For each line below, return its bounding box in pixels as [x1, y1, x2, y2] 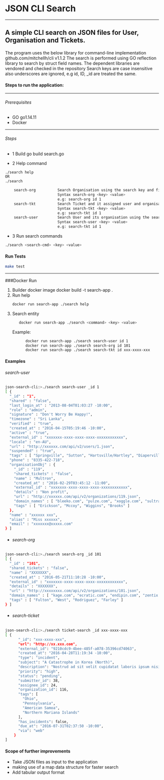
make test [5, 264, 25, 269]
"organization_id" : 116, [18, 687, 69, 692]
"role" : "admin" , [9, 407, 47, 412]
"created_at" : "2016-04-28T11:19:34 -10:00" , [18, 651, 112, 656]
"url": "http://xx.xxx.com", [18, 642, 78, 646]
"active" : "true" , [9, 430, 49, 435]
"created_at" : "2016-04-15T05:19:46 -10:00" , [9, 426, 106, 431]
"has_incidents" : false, [18, 719, 69, 724]
